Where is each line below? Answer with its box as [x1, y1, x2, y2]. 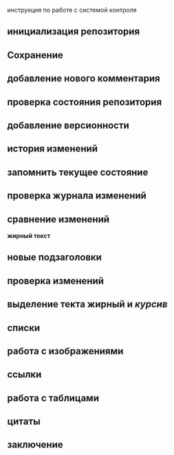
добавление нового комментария [7, 72, 160, 85]
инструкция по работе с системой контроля [7, 6, 138, 14]
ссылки [7, 369, 42, 381]
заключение [7, 439, 63, 451]
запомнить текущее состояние [7, 166, 149, 178]
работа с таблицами [7, 392, 100, 404]
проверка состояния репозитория [7, 96, 162, 108]
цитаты [7, 416, 41, 427]
